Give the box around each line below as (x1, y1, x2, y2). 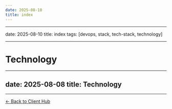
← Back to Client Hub (5, 98, 50, 104)
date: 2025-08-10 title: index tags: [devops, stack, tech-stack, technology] (5, 31, 163, 37)
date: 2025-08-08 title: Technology (5, 80, 122, 89)
